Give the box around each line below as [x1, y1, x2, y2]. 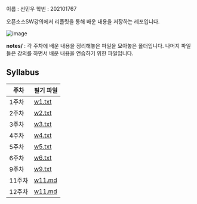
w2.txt [33, 108, 52, 117]
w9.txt [33, 165, 52, 173]
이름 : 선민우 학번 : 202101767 [6, 5, 77, 12]
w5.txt [33, 142, 52, 151]
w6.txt [33, 153, 52, 162]
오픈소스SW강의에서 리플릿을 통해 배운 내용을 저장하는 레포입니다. [6, 18, 160, 25]
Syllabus [6, 68, 40, 78]
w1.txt [33, 98, 52, 106]
